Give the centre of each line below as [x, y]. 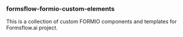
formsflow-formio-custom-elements [61, 9]
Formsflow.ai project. [32, 28]
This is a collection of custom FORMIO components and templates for [91, 22]
